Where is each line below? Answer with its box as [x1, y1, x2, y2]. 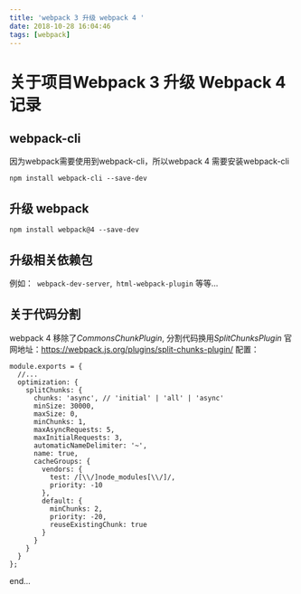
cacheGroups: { [33, 457, 91, 466]
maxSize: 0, [33, 409, 79, 419]
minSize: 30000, [33, 401, 95, 410]
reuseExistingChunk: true [49, 520, 147, 529]
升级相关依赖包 [9, 252, 93, 268]
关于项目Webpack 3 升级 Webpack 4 [9, 71, 287, 92]
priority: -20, [49, 512, 107, 521]
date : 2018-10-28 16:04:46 [9, 22, 111, 31]
